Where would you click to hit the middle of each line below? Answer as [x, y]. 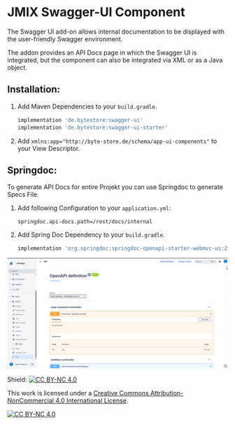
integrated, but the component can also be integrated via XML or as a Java [115, 60]
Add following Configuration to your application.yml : [94, 208]
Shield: [17, 379]
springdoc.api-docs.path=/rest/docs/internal [85, 222]
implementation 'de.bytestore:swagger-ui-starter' [93, 127]
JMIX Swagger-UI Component [96, 12]
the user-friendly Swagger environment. [65, 39]
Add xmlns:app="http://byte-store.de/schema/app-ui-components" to [117, 141]
